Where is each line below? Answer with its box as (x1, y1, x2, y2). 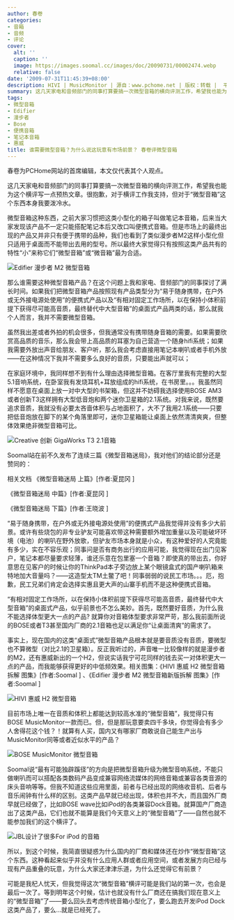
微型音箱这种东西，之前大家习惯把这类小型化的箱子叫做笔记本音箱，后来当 (7, 214, 221, 222)
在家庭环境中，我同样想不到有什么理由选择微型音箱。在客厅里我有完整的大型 (7, 369, 227, 377)
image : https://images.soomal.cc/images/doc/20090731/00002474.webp (13, 62, 217, 69)
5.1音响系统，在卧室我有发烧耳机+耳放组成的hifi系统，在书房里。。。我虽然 (7, 378, 217, 386)
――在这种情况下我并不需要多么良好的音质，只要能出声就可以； (7, 354, 190, 362)
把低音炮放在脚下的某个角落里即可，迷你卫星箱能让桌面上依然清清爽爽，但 (7, 413, 221, 421)
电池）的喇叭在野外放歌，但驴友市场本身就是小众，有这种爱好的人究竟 (19, 537, 221, 544)
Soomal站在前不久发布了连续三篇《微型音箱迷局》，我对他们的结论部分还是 (7, 451, 221, 459)
